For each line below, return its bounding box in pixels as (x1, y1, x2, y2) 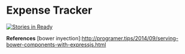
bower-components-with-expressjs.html (6, 41, 106, 48)
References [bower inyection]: (6, 34, 82, 42)
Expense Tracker (6, 4, 92, 17)
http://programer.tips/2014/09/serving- (82, 34, 179, 42)
